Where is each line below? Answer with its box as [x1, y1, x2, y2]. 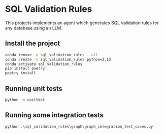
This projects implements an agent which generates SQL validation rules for [5, 20, 159, 26]
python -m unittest [5, 97, 45, 102]
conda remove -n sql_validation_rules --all [5, 52, 98, 57]
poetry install [5, 70, 36, 76]
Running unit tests [5, 84, 63, 93]
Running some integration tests [5, 111, 104, 119]
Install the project [5, 39, 60, 48]
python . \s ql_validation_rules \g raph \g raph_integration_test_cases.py [5, 124, 153, 129]
